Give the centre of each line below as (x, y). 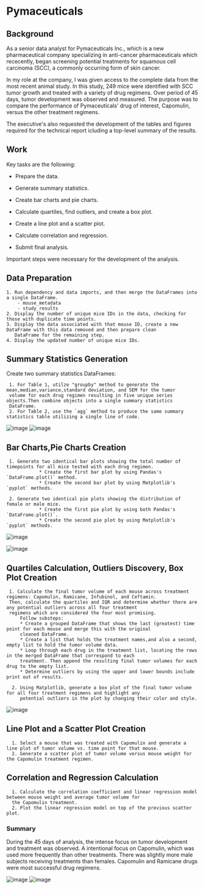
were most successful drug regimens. (54, 868)
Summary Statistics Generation (67, 359)
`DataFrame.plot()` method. (42, 477)
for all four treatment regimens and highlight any (73, 693)
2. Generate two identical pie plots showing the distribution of (95, 499)
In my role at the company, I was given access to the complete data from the (102, 80)
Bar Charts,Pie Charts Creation (66, 447)
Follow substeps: (42, 619)
